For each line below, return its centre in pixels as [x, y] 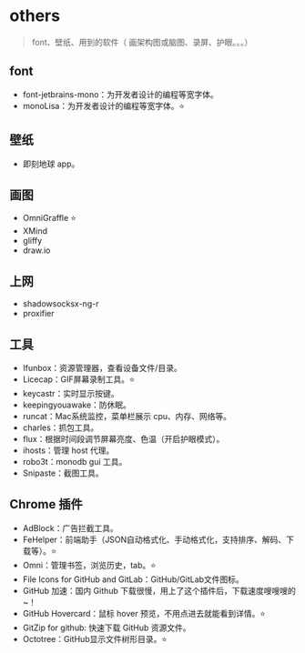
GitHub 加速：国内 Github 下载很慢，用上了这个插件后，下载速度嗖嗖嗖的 [159, 590]
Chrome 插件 [46, 504]
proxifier [38, 314]
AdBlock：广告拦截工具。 [70, 527]
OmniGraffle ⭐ [50, 218]
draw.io [36, 250]
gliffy [32, 241]
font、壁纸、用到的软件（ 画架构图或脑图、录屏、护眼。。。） [142, 42]
